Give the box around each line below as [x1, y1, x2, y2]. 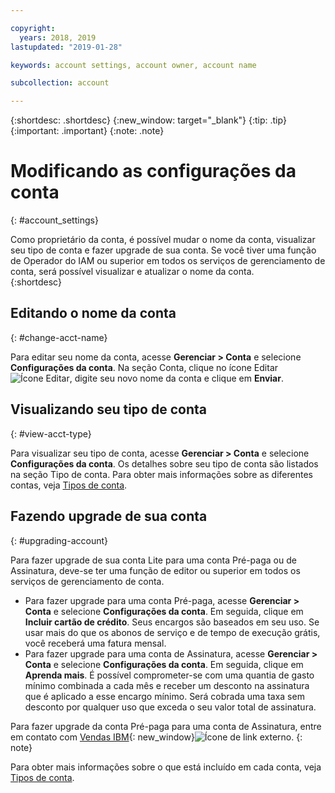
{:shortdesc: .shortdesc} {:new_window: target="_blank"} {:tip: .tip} [10, 114, 287, 126]
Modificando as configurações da [10, 160, 297, 183]
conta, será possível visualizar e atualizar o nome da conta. [10, 266, 255, 278]
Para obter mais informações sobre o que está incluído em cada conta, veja [10, 761, 322, 773]
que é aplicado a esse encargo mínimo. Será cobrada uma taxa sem [24, 690, 305, 702]
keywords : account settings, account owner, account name [10, 60, 257, 70]
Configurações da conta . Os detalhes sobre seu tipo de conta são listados [10, 457, 319, 470]
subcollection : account [10, 78, 110, 88]
